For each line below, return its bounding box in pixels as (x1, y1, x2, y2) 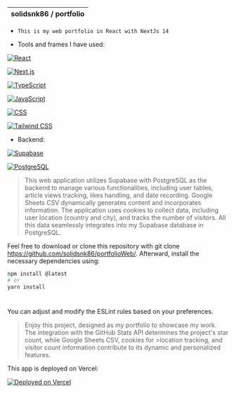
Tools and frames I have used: (17, 40, 105, 48)
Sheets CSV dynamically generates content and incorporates (24, 199, 202, 206)
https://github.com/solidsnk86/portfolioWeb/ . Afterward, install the (7, 249, 199, 258)
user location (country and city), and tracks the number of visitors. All (24, 213, 226, 222)
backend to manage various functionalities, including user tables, (24, 184, 214, 192)
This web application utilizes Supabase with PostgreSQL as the (24, 176, 207, 185)
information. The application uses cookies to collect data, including (24, 206, 219, 214)
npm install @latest (7, 270, 68, 277)
